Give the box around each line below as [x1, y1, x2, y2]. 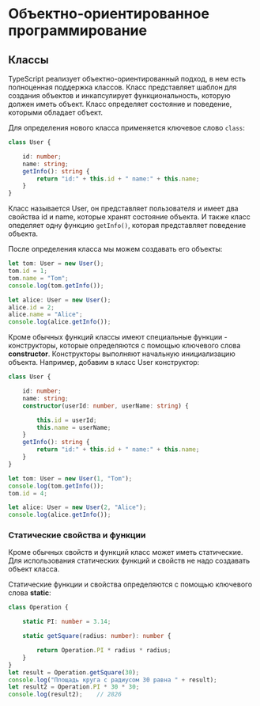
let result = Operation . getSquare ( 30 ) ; [8, 668, 140, 677]
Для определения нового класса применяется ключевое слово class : [8, 123, 245, 132]
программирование [8, 21, 148, 40]
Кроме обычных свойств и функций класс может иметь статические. [8, 548, 243, 557]
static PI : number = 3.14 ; [22, 618, 111, 626]
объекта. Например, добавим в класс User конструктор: [8, 358, 200, 367]
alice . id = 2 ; [8, 303, 55, 311]
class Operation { [8, 603, 69, 612]
